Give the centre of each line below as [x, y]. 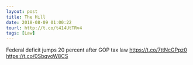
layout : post [22, 11]
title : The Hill [26, 17]
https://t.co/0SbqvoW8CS [37, 56]
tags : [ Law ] [20, 33]
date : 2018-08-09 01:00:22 [39, 22]
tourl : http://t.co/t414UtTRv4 [44, 28]
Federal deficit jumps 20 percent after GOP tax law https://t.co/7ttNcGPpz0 [96, 50]
